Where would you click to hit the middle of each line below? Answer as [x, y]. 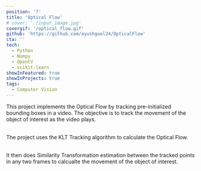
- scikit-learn [31, 67]
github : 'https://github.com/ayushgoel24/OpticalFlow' [76, 34]
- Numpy [21, 56]
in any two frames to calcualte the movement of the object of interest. [92, 161]
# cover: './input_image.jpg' [44, 23]
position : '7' [24, 12]
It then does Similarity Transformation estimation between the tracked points [100, 155]
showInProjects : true [33, 78]
